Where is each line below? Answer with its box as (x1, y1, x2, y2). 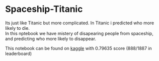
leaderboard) (5, 51, 32, 57)
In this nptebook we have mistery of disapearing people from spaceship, (5, 30, 154, 36)
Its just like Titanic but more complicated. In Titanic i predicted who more (5, 20, 155, 26)
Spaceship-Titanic (5, 3, 83, 15)
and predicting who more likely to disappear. (5, 36, 96, 42)
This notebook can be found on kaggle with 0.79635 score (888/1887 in (5, 45, 152, 51)
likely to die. (5, 25, 30, 31)
